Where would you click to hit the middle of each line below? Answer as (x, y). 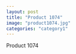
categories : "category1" (37, 28)
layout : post (22, 12)
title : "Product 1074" (34, 17)
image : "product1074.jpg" (38, 23)
